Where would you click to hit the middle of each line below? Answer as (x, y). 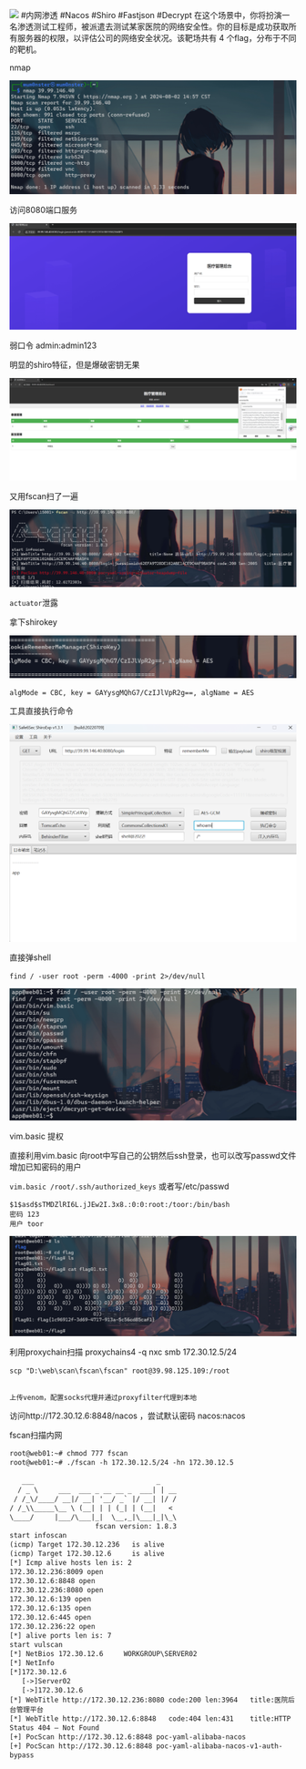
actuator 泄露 (34, 603)
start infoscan (38, 1536)
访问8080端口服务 (43, 210)
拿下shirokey (33, 622)
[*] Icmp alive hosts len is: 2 (71, 1563)
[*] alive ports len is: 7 (61, 1636)
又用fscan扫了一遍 (44, 496)
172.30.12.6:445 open (51, 1618)
